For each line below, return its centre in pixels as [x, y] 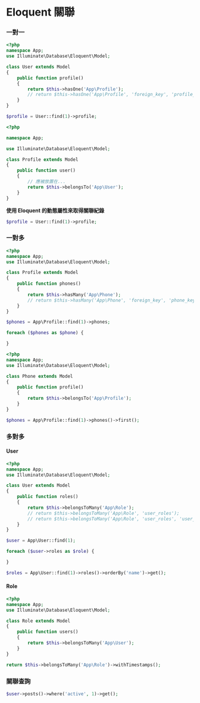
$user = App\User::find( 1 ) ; [41, 541]
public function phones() [49, 284]
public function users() [48, 632]
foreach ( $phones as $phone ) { [45, 333]
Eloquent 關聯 [40, 12]
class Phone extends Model [40, 376]
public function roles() [48, 497]
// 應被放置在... [47, 182]
